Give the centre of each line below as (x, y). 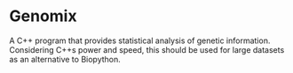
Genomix (43, 16)
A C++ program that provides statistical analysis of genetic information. (140, 40)
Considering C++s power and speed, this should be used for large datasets (147, 49)
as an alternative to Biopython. (65, 59)
